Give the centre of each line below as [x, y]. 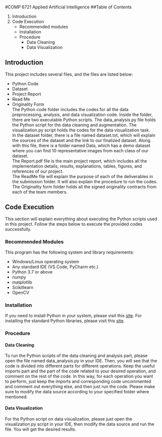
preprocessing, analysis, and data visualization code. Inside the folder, [82, 114]
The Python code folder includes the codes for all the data [70, 109]
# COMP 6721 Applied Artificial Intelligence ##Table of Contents [68, 7]
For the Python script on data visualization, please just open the [69, 419]
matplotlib [22, 282]
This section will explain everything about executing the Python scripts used [81, 219]
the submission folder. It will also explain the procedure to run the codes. [85, 181]
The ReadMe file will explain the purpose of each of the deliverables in [82, 176]
